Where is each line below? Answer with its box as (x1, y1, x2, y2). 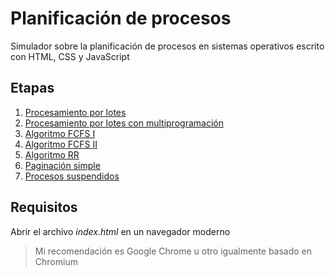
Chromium (34, 255, 78, 267)
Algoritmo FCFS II (24, 138, 98, 150)
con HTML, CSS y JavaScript (10, 50, 130, 62)
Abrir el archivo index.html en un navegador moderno (10, 225, 231, 237)
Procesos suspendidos (24, 170, 120, 182)
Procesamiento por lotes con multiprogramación (24, 117, 224, 129)
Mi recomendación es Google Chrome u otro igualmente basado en (34, 245, 313, 257)
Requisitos (10, 199, 78, 216)
